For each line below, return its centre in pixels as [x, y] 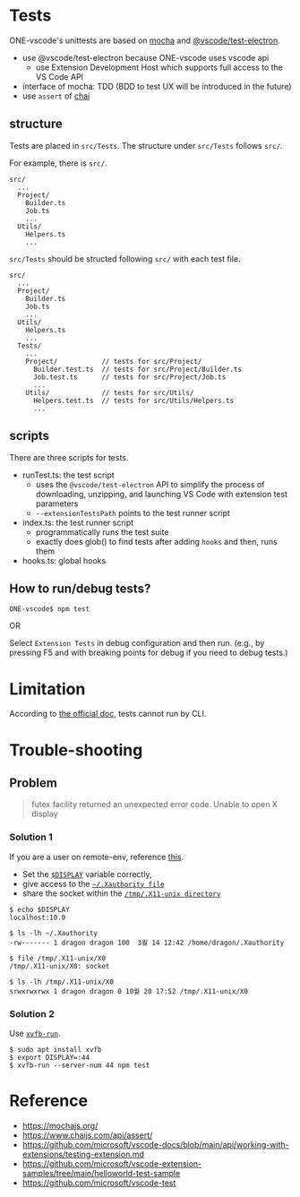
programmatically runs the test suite [102, 532]
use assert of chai [56, 96]
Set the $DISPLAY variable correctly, [87, 874]
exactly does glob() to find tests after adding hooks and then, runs [156, 541]
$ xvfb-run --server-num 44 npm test [80, 1065]
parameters [57, 504]
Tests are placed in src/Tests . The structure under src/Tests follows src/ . [146, 145]
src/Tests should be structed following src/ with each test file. [125, 258]
